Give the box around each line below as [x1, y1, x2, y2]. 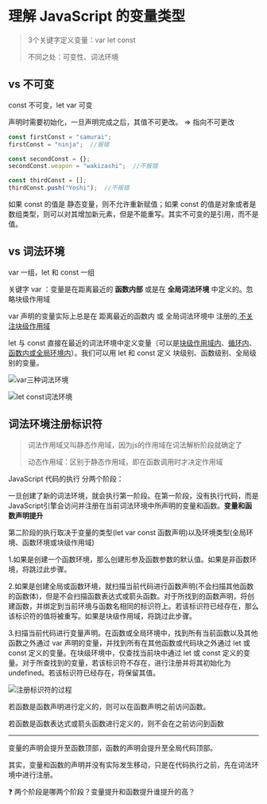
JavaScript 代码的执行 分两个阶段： [8, 474, 125, 483]
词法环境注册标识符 [8, 417, 103, 431]
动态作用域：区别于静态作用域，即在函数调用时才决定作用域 [27, 457, 223, 466]
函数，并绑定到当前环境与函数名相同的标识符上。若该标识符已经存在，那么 [14, 601, 259, 611]
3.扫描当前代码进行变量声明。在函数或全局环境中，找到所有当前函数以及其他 [8, 628, 258, 638]
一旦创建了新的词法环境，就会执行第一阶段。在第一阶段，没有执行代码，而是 [8, 490, 259, 500]
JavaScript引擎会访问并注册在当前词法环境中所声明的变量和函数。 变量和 [8, 501, 246, 510]
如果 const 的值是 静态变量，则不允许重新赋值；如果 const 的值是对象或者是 [8, 200, 257, 209]
